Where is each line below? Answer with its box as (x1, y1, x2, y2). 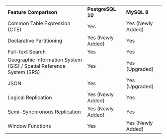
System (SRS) (7, 69, 40, 76)
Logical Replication (7, 94, 52, 101)
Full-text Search (7, 48, 46, 55)
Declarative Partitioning (7, 37, 63, 44)
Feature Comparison (7, 9, 58, 15)
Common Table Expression (7, 20, 71, 27)
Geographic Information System (7, 56, 82, 63)
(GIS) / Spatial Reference (7, 63, 66, 69)
